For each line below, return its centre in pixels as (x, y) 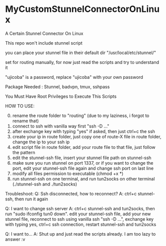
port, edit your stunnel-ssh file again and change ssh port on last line (83, 168)
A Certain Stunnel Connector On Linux (44, 33)
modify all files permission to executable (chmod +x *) (68, 173)
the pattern (24, 152)
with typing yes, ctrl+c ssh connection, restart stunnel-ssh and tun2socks (81, 224)
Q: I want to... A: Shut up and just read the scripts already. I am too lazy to (81, 234)
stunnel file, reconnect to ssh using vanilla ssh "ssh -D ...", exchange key (80, 219)
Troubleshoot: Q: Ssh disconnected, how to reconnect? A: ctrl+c (71, 193)
